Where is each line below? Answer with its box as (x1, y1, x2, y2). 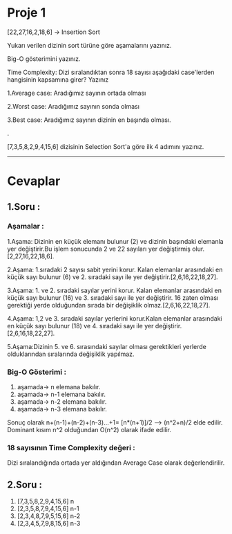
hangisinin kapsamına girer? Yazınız (7, 75, 109, 84)
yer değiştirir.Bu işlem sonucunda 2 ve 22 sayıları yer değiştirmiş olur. (7, 244, 205, 253)
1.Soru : (7, 201, 41, 213)
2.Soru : (7, 479, 43, 490)
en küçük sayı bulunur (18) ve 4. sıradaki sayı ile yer (7, 321, 154, 330)
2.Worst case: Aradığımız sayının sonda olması (7, 102, 140, 110)
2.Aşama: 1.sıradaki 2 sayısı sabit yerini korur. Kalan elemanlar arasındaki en (7, 265, 223, 274)
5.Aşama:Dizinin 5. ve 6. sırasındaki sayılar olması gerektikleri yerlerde (7, 342, 207, 350)
